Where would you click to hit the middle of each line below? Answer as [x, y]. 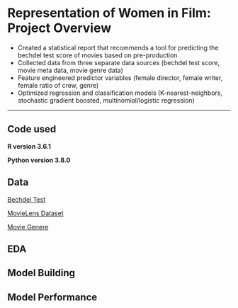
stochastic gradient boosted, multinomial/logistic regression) [106, 100]
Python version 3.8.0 [39, 160]
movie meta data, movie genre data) [70, 70]
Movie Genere [28, 227]
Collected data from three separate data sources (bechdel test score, [119, 62]
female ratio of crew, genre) [58, 85]
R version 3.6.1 [29, 146]
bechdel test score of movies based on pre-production [97, 55]
